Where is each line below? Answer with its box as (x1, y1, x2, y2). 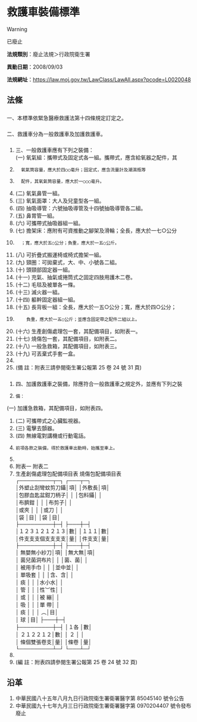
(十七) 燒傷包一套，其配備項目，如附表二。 (15, 335, 120, 343)
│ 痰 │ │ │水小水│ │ (15, 578, 64, 585)
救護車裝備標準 (7, 5, 80, 19)
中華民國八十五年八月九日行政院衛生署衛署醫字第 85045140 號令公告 (15, 695, 185, 702)
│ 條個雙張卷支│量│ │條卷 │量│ (15, 638, 92, 645)
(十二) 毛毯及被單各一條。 (15, 281, 79, 288)
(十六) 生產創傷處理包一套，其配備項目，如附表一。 (15, 328, 141, 335)
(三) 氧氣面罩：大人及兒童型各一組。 (15, 198, 105, 205)
